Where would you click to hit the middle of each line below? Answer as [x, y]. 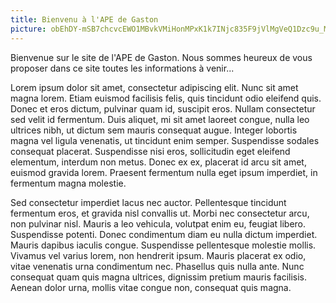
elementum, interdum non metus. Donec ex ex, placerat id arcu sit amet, [158, 162]
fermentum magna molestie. [68, 183]
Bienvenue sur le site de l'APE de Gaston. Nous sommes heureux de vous [161, 57]
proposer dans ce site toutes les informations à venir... [122, 68]
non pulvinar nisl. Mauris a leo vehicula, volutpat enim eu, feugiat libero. [158, 223]
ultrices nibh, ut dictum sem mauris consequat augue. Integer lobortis [154, 130]
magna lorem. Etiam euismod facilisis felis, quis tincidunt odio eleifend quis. [166, 98]
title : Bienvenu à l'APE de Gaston [84, 19]
